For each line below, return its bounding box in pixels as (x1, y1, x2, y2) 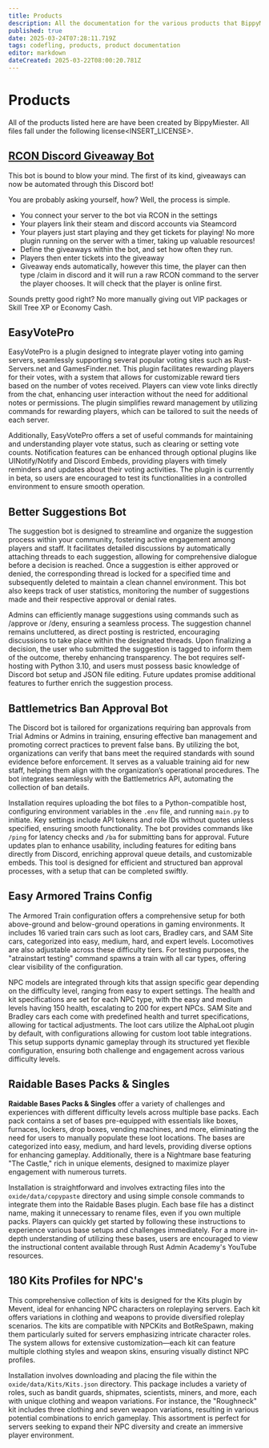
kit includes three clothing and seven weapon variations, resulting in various (8, 1405, 259, 1414)
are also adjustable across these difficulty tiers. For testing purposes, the (8, 944, 250, 955)
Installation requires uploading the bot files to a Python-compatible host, (8, 798, 247, 808)
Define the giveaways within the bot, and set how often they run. (19, 244, 234, 254)
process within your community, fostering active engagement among (8, 535, 236, 545)
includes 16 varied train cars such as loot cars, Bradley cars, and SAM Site (8, 927, 254, 937)
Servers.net (8, 364, 47, 374)
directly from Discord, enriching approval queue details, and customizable (8, 850, 252, 859)
